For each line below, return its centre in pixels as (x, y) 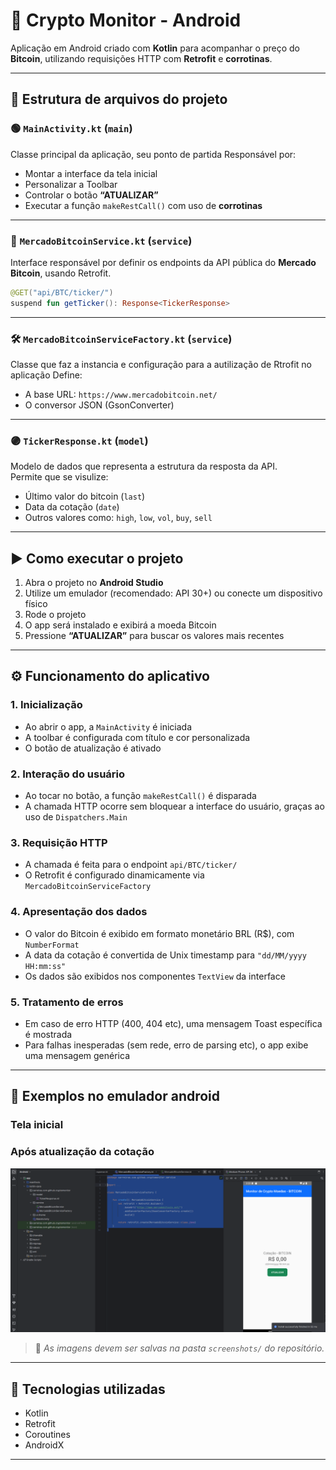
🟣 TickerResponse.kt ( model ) (79, 441)
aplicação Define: (46, 375)
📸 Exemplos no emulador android (115, 1096)
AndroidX (44, 1445)
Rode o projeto (55, 615)
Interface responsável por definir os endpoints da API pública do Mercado (163, 262)
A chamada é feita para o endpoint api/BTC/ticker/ (131, 865)
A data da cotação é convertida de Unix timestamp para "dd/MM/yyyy (165, 955)
